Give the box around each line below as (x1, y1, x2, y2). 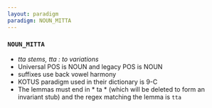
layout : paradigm (7, 10, 59, 18)
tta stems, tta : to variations (17, 55, 99, 63)
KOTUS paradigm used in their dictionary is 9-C (17, 77, 158, 86)
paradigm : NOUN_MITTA (7, 17, 72, 24)
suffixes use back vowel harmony (17, 70, 117, 78)
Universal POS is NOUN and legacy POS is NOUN (17, 62, 163, 71)
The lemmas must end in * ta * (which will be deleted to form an (17, 85, 205, 93)
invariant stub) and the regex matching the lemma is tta (17, 92, 181, 101)
